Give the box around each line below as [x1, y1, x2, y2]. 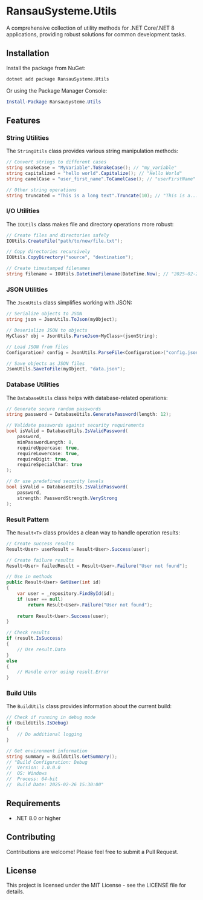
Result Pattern [6, 515, 50, 524]
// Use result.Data [17, 646, 66, 652]
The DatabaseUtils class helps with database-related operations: [6, 394, 168, 401]
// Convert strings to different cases [6, 159, 107, 165]
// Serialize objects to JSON [6, 310, 83, 317]
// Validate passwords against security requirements [6, 422, 145, 429]
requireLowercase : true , [17, 450, 80, 456]
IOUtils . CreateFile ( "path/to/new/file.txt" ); [6, 238, 123, 244]
